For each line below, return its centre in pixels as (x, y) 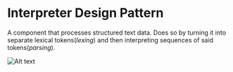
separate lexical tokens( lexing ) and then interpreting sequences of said (110, 40)
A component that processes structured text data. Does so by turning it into (117, 32)
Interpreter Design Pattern (86, 13)
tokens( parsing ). (31, 47)
